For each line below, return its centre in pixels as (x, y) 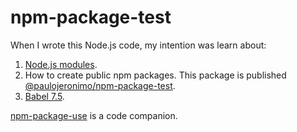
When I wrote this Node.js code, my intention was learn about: (138, 45)
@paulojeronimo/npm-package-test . (100, 85)
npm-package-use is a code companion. (94, 115)
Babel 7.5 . (44, 96)
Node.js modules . (61, 64)
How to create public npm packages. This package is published (155, 75)
